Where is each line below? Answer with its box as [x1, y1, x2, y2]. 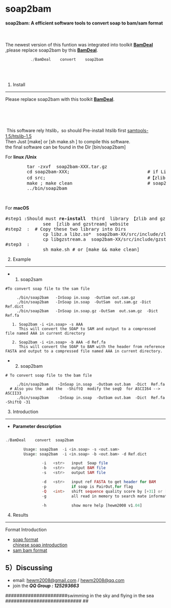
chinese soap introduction [12, 542, 68, 548]
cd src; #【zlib [26, 174, 165, 181]
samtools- [127, 127, 149, 133]
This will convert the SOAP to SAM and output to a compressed [18, 326, 156, 332]
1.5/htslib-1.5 [5, 133, 32, 139]
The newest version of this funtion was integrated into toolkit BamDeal [5, 41, 153, 47]
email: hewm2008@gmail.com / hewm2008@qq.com [12, 577, 125, 584]
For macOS [5, 205, 30, 211]
